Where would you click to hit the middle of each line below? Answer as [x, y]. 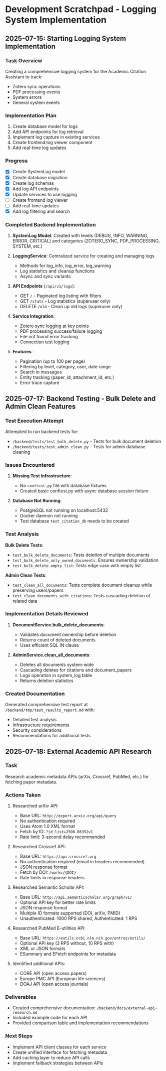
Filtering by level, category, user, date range [65, 367]
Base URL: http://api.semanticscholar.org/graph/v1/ [76, 897]
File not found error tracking [49, 337]
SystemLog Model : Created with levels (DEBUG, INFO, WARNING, [80, 236]
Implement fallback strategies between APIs [58, 1063]
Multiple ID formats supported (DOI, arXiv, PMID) [70, 913]
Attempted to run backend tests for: [42, 431]
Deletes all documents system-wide [57, 664]
